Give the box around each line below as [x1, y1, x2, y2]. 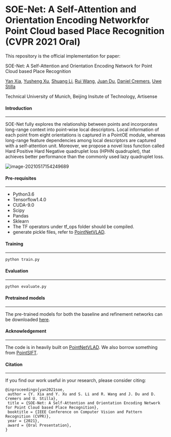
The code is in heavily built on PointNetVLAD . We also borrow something [5, 344, 158, 350]
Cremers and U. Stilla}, [5, 396, 58, 401]
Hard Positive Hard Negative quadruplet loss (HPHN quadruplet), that [5, 148, 151, 154]
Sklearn [12, 218, 29, 225]
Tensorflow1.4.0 [12, 197, 47, 203]
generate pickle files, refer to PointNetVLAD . [12, 229, 106, 235]
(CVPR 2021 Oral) [5, 36, 80, 48]
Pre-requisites [5, 175, 37, 181]
